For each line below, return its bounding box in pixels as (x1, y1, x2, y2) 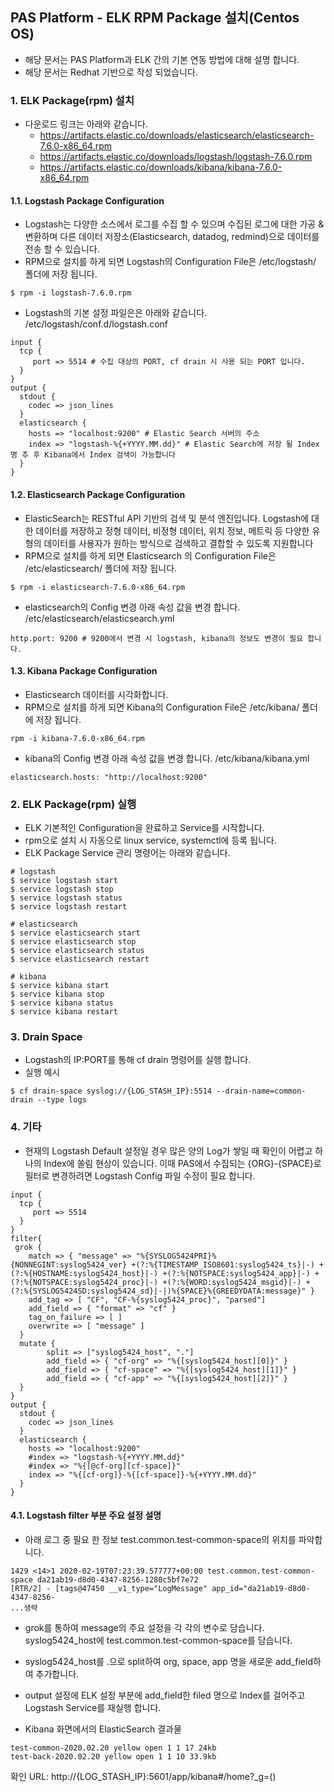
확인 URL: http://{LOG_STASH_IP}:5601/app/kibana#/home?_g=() (10, 1770, 277, 1782)
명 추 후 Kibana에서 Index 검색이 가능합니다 (10, 450, 176, 460)
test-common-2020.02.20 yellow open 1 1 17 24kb (10, 1743, 217, 1753)
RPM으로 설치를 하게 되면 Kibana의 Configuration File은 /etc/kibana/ (24, 701, 300, 713)
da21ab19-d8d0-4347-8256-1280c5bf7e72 (36, 1574, 199, 1585)
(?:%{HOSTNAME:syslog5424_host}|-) (10, 1268, 159, 1278)
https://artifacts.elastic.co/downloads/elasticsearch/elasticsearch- (39, 129, 315, 142)
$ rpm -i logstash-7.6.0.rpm (10, 288, 132, 298)
